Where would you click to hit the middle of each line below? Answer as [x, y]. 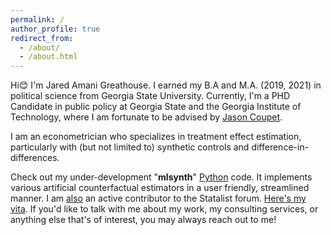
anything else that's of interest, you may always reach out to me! [143, 220]
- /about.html [48, 57]
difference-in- [280, 147]
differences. [35, 158]
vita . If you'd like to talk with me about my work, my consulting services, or [164, 209]
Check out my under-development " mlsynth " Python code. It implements [161, 177]
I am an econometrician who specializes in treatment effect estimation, [156, 137]
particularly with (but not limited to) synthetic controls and [130, 147]
